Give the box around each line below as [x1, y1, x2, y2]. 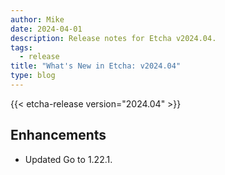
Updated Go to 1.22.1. [24, 153, 113, 165]
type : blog [10, 71, 56, 81]
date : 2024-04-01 [10, 24, 83, 34]
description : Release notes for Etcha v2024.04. [10, 33, 217, 43]
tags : [10, 42, 33, 53]
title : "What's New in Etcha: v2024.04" [10, 61, 182, 71]
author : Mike [10, 14, 65, 25]
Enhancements [10, 127, 107, 144]
